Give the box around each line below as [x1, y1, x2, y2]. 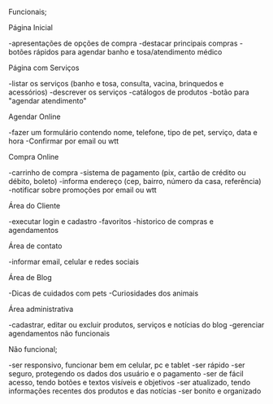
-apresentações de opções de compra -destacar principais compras [8, 38, 238, 48]
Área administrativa [8, 305, 74, 314]
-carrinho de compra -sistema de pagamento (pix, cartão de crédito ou [8, 168, 246, 178]
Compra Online [8, 152, 59, 161]
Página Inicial [8, 23, 53, 32]
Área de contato [8, 241, 63, 251]
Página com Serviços [8, 63, 80, 72]
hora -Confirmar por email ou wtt [8, 136, 119, 146]
